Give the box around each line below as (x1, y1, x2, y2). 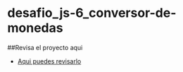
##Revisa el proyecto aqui (7, 43, 83, 52)
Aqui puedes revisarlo (17, 56, 82, 65)
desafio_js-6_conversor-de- (7, 5, 177, 21)
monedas (7, 20, 63, 36)
